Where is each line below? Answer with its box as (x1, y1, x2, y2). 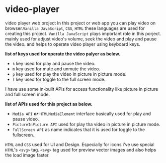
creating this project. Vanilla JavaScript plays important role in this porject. (5, 30, 162, 36)
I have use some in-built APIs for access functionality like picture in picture (5, 86, 158, 92)
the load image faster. (5, 152, 50, 158)
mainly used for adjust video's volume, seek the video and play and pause (5, 36, 157, 42)
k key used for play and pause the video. (12, 60, 96, 66)
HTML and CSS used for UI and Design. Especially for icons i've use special (5, 141, 155, 148)
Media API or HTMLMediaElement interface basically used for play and (12, 111, 151, 117)
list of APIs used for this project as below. (5, 101, 93, 107)
